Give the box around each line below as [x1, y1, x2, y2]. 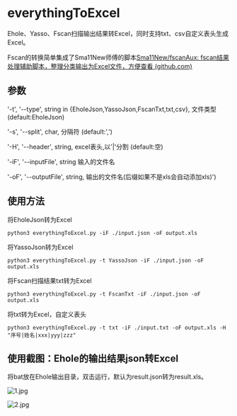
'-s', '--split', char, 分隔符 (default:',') [7, 127, 113, 136]
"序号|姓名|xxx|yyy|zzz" [7, 331, 76, 339]
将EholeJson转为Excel [7, 215, 72, 224]
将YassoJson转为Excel [7, 243, 74, 251]
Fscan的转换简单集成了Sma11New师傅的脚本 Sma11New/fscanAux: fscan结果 [7, 53, 230, 62]
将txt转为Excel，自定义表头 [7, 310, 87, 318]
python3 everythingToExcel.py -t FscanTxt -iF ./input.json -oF [7, 290, 201, 298]
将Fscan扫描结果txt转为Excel [7, 276, 92, 284]
